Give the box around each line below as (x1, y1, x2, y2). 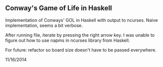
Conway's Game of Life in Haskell (5, 4, 112, 12)
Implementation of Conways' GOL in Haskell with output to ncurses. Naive (5, 17, 158, 23)
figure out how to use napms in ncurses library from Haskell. (5, 37, 130, 43)
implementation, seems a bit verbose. (5, 22, 83, 28)
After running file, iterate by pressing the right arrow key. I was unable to (5, 32, 155, 38)
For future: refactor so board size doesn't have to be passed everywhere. (5, 47, 157, 53)
